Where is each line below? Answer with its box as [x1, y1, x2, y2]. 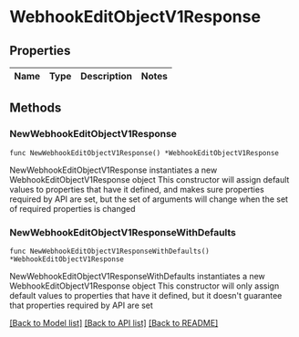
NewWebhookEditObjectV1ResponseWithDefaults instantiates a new [9, 270, 266, 281]
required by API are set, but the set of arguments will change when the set [9, 194, 289, 205]
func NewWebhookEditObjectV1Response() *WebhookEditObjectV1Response [9, 148, 280, 157]
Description [80, 70, 132, 82]
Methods [9, 100, 62, 116]
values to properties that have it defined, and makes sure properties [9, 184, 264, 195]
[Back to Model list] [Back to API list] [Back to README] [9, 317, 219, 328]
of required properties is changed [9, 203, 136, 214]
